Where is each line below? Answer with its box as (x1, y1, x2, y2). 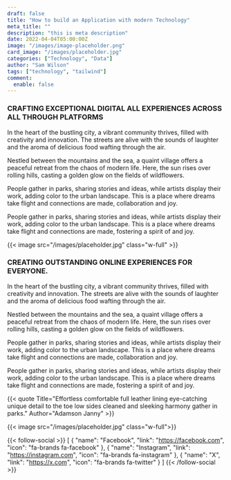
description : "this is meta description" (7, 29, 129, 37)
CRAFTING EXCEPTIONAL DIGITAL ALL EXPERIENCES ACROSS (7, 104, 223, 113)
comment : (7, 74, 33, 82)
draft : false (7, 10, 45, 17)
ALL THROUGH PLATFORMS (7, 112, 104, 122)
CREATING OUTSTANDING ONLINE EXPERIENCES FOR (7, 257, 192, 267)
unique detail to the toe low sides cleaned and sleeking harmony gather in (7, 402, 218, 410)
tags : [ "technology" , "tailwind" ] (7, 68, 107, 75)
